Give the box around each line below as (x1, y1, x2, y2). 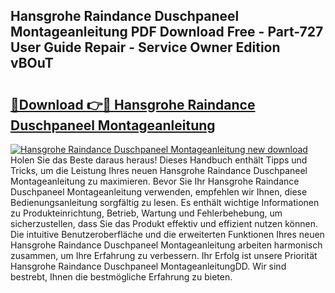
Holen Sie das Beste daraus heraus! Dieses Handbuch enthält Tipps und (10, 154, 308, 166)
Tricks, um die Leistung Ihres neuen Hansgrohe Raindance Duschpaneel (10, 165, 308, 176)
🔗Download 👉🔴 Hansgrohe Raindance (10, 96, 256, 113)
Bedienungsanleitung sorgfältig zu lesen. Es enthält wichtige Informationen (10, 197, 320, 208)
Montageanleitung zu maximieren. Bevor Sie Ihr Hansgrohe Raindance (10, 175, 300, 187)
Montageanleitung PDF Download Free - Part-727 (10, 24, 324, 41)
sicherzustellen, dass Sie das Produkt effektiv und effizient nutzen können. (10, 218, 318, 229)
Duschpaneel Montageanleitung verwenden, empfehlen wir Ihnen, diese (10, 186, 308, 198)
